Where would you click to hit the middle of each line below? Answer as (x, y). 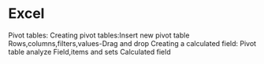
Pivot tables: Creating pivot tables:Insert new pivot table (99, 35)
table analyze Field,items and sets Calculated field (89, 52)
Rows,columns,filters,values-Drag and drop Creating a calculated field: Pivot (132, 43)
